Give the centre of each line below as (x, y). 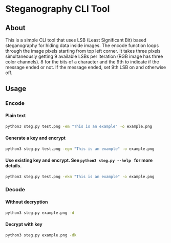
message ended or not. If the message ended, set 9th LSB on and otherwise (86, 67)
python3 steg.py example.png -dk (41, 235)
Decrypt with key (24, 224)
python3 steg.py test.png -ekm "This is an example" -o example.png (80, 176)
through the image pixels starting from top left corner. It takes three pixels (83, 51)
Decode (15, 190)
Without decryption (27, 202)
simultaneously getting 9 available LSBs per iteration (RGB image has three (84, 56)
